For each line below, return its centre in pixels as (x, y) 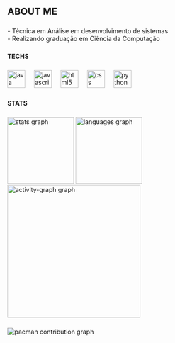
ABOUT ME (33, 12)
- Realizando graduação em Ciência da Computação (84, 39)
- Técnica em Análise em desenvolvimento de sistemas (88, 31)
